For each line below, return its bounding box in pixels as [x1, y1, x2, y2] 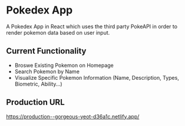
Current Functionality [6, 46, 87, 56]
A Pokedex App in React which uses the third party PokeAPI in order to [6, 23, 178, 30]
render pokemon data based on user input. [6, 29, 110, 36]
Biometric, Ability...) [14, 80, 63, 87]
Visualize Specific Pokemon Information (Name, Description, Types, [14, 74, 180, 81]
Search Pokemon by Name [14, 68, 80, 75]
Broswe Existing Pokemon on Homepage [14, 62, 114, 69]
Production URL [6, 97, 65, 107]
